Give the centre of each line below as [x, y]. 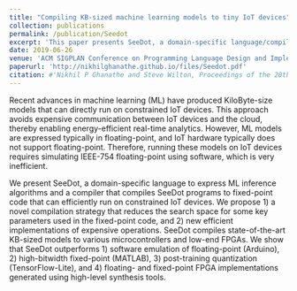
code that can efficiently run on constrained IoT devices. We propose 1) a [142, 202]
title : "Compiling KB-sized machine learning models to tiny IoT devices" [150, 17]
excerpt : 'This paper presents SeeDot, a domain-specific [118, 42]
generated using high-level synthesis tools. [88, 277]
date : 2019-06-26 [41, 50]
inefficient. [29, 165]
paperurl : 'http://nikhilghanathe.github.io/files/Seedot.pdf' [128, 67]
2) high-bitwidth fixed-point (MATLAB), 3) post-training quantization [133, 258]
